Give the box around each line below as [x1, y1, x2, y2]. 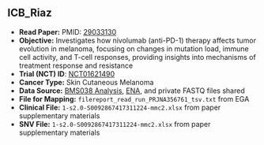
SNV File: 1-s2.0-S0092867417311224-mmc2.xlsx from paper [18, 119, 211, 128]
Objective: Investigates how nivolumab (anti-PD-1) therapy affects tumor [18, 35, 257, 45]
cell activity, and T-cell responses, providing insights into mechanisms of [18, 52, 256, 61]
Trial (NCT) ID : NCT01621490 [18, 69, 115, 78]
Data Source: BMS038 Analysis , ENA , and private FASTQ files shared [18, 86, 246, 95]
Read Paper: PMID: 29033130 [18, 27, 117, 36]
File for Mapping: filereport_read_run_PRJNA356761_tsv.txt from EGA [18, 94, 250, 103]
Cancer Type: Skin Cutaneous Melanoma [18, 77, 154, 87]
